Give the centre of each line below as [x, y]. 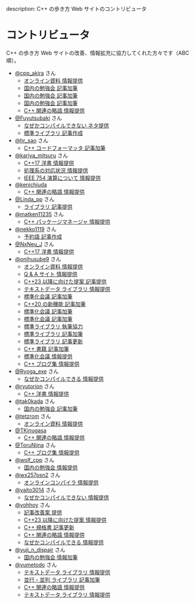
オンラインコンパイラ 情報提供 [61, 482]
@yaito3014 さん [35, 490]
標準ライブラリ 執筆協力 [53, 326]
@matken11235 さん [39, 214]
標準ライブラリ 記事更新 [53, 341]
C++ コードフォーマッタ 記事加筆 [65, 148]
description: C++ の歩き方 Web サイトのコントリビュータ [77, 9]
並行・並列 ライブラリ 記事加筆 [62, 579]
